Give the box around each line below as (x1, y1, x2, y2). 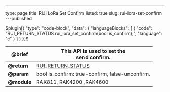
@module (8, 79, 32, 85)
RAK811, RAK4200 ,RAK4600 (36, 79, 109, 85)
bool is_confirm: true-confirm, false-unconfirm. (36, 71, 150, 77)
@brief (11, 51, 28, 58)
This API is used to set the (61, 48, 125, 54)
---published (5, 16, 32, 21)
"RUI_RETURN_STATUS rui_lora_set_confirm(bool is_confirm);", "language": (5, 31, 163, 36)
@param (8, 71, 29, 77)
